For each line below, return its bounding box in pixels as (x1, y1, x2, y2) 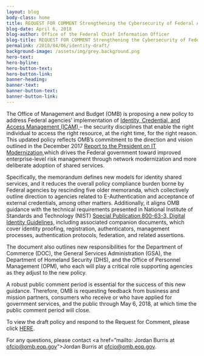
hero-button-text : (6, 65, 53, 72)
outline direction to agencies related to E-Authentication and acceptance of (6, 192, 194, 200)
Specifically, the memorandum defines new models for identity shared (6, 173, 182, 181)
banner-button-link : (6, 93, 59, 99)
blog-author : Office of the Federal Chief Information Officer (6, 32, 170, 38)
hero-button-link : (6, 71, 53, 77)
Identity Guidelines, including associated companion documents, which (6, 218, 185, 226)
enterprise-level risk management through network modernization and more (6, 155, 197, 163)
